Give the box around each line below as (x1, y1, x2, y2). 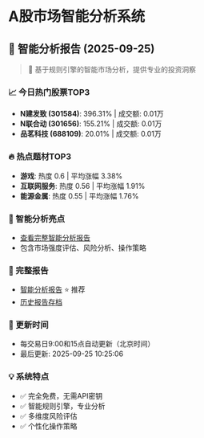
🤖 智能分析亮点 (8, 213, 66, 224)
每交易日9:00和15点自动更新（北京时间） (19, 339, 155, 349)
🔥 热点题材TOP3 (8, 151, 72, 162)
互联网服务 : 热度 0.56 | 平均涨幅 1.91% (19, 181, 146, 190)
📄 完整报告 (8, 264, 50, 276)
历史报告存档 (19, 297, 62, 307)
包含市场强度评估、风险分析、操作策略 (19, 243, 146, 252)
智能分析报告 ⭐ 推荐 (19, 284, 86, 294)
